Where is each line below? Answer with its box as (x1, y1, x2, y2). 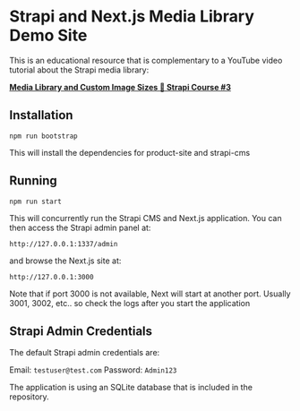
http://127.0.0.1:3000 (9, 272, 94, 281)
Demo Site (9, 25, 88, 46)
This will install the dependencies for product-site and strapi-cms (9, 147, 251, 158)
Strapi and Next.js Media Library (9, 6, 255, 27)
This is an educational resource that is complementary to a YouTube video (9, 55, 283, 65)
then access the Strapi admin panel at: (9, 222, 151, 233)
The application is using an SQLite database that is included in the (9, 382, 253, 393)
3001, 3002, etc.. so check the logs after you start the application (9, 297, 251, 308)
